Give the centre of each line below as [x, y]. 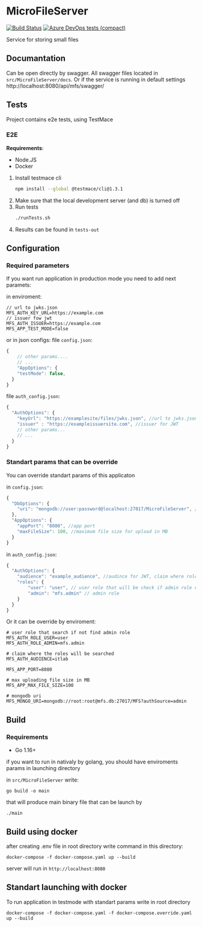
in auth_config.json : [32, 554]
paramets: [19, 285]
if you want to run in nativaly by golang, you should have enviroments [92, 762]
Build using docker [42, 831]
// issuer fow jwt [29, 318]
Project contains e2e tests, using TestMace [60, 119]
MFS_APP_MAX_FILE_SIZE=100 [40, 686]
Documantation [36, 59]
